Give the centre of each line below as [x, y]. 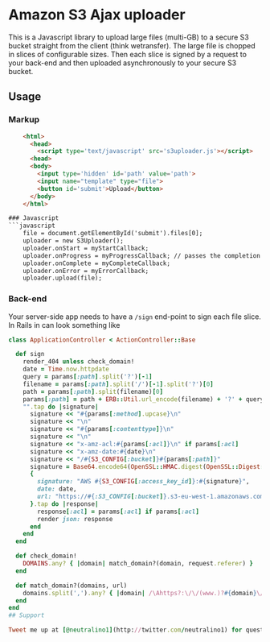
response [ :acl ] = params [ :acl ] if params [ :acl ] [118, 512]
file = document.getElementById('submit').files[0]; [113, 234]
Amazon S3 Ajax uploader [97, 15]
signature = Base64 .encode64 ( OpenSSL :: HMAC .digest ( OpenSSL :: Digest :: [148, 466]
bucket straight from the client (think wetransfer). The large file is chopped [132, 45]
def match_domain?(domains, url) [72, 586]
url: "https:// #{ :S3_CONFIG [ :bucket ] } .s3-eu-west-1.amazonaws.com [151, 497]
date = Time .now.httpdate [66, 369]
